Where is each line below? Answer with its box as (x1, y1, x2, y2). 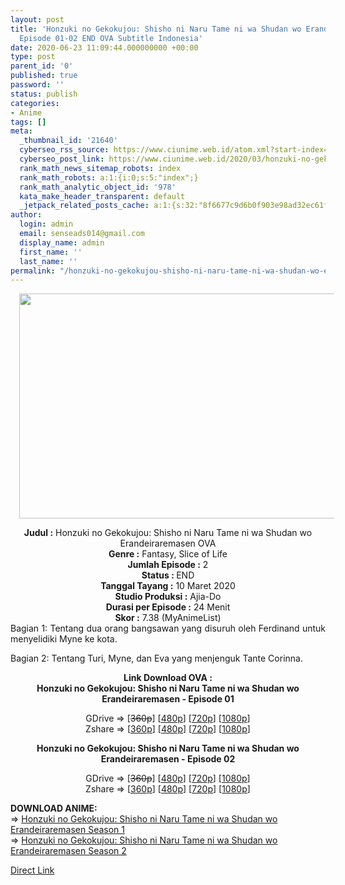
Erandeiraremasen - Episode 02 (100, 753, 236, 765)
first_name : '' (19, 247, 83, 257)
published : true (10, 71, 78, 81)
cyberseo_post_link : (19, 154, 105, 164)
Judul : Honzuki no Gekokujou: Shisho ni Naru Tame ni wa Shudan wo (23, 527, 313, 539)
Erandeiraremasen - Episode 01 (101, 693, 235, 705)
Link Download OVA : (123, 672, 213, 684)
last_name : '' (19, 256, 78, 266)
